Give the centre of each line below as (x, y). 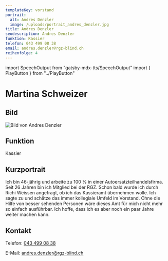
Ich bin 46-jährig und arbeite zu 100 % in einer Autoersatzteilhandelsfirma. (84, 182)
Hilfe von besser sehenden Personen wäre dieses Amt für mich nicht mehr (84, 204)
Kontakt (18, 230)
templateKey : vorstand (30, 10)
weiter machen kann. (27, 215)
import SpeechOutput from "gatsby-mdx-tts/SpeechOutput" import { (78, 68)
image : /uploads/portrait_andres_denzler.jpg (60, 24)
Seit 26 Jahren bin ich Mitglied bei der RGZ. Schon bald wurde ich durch (82, 187)
